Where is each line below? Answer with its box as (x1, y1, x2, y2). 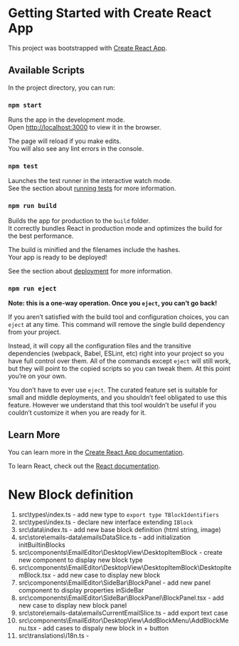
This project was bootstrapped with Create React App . (8, 43, 168, 52)
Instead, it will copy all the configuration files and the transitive (8, 341, 191, 350)
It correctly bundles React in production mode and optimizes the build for (8, 224, 223, 232)
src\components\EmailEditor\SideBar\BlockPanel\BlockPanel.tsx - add (18, 593, 224, 602)
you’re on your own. (8, 372, 67, 380)
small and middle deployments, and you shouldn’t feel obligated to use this (8, 393, 227, 402)
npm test (8, 162, 38, 170)
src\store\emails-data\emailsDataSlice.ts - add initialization (18, 533, 191, 541)
